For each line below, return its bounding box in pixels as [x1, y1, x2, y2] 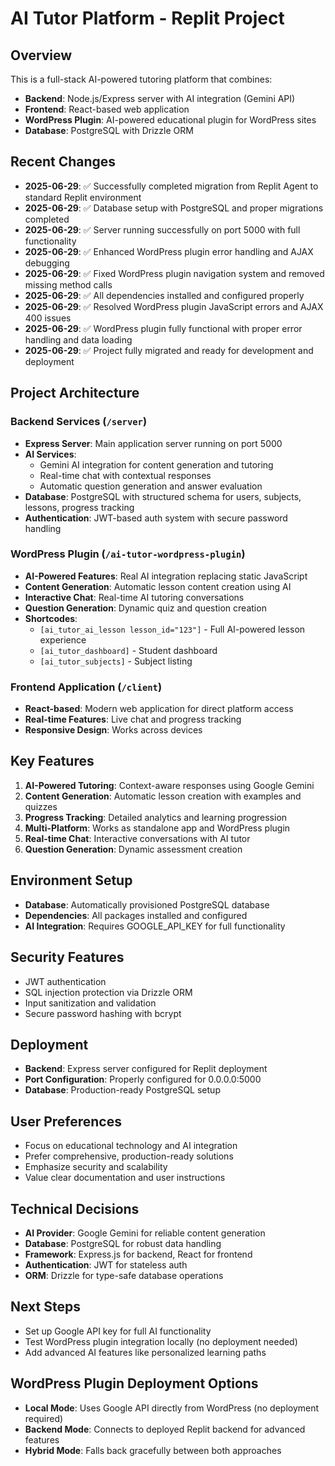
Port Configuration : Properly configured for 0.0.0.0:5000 [24, 1073, 262, 1086]
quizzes [24, 800, 58, 812]
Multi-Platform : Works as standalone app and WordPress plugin [24, 822, 291, 834]
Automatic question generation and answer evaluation [39, 480, 263, 492]
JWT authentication [24, 975, 107, 987]
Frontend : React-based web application [24, 103, 190, 115]
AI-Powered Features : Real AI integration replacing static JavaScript [24, 570, 308, 582]
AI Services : [24, 448, 77, 460]
